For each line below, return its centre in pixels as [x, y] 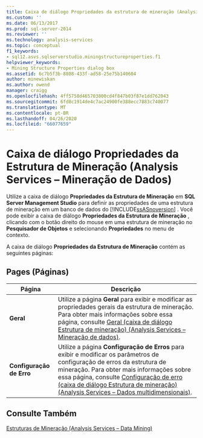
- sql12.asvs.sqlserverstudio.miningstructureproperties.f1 [84, 57]
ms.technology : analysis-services [50, 40]
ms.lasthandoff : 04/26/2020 [42, 118]
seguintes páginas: [30, 253]
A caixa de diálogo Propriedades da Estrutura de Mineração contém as [96, 247]
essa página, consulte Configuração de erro [120, 377]
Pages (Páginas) [38, 272]
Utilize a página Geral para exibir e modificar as [125, 299]
